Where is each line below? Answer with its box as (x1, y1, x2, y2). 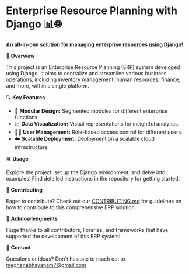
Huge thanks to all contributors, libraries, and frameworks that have (6, 226, 169, 233)
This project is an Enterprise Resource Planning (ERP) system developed (6, 63, 180, 71)
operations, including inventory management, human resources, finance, (6, 76, 181, 83)
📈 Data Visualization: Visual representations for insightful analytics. (14, 120, 180, 127)
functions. (14, 113, 39, 120)
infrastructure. (14, 143, 50, 150)
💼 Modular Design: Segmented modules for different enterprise (14, 107, 168, 115)
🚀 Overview (6, 52, 35, 59)
